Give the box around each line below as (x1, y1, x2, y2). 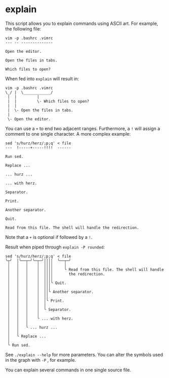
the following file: (5, 25, 41, 31)
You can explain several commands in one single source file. (5, 367, 132, 373)
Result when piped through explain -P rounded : (5, 244, 105, 250)
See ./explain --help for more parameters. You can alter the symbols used (5, 352, 163, 358)
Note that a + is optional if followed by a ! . (5, 234, 93, 240)
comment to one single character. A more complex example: (5, 131, 131, 137)
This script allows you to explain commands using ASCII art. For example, (5, 20, 158, 26)
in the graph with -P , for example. (5, 357, 76, 363)
